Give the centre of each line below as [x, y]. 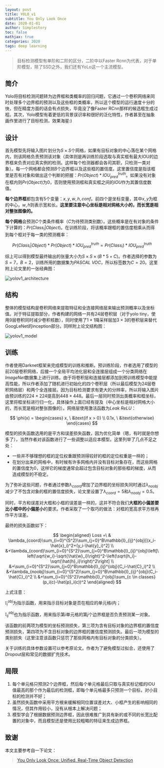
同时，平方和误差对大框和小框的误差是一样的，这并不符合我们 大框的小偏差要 [82, 503]
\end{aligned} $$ [104, 582]
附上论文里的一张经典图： [31, 268]
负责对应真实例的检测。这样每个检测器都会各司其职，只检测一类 [82, 163]
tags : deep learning [26, 46]
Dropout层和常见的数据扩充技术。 [39, 654]
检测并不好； [34, 696]
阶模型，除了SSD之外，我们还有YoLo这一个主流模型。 [71, 67]
